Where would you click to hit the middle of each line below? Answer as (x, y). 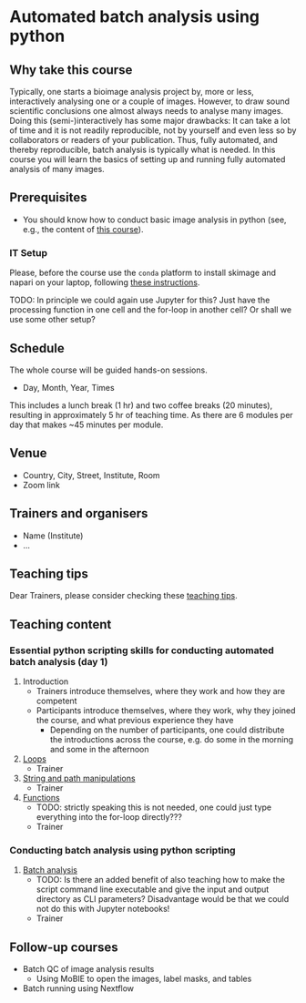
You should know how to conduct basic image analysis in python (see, (154, 220)
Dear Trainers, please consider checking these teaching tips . (124, 596)
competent (56, 701)
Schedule (37, 348)
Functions (41, 798)
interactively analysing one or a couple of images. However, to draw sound (149, 101)
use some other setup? (52, 320)
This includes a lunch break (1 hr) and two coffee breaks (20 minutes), (141, 405)
